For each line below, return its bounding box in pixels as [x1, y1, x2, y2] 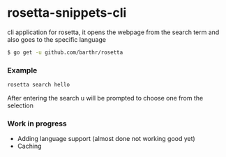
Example [7, 65, 38, 75]
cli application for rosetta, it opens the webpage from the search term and [7, 28, 220, 36]
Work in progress [7, 119, 68, 128]
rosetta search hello [7, 82, 70, 89]
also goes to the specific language [7, 35, 107, 43]
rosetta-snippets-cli [7, 5, 127, 21]
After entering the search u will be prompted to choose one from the [7, 94, 204, 102]
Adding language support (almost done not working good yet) [17, 135, 195, 143]
